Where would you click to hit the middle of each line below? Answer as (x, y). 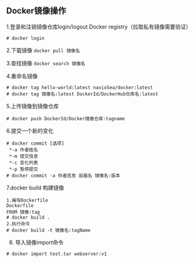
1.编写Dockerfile (27, 200)
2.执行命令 (18, 224)
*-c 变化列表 (23, 163)
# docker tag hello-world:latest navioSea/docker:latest (80, 87)
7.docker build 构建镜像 (35, 188)
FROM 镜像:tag (23, 212)
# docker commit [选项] (35, 143)
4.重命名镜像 (22, 76)
